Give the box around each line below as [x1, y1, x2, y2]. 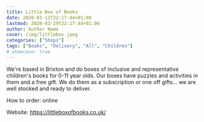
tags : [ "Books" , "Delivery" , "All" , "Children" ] [6, 43, 133, 49]
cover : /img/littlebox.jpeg [6, 32, 78, 38]
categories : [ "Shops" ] [6, 37, 64, 43]
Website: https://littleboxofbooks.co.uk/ [6, 108, 106, 116]
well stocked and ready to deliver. [6, 85, 92, 92]
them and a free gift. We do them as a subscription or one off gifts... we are [6, 78, 196, 85]
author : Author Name [6, 26, 59, 32]
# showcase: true [6, 49, 51, 55]
